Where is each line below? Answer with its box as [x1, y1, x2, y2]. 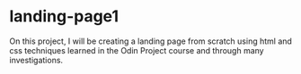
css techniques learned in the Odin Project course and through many [9, 45, 264, 55]
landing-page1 [9, 6, 120, 27]
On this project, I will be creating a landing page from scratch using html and [9, 36, 292, 46]
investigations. [9, 54, 64, 65]
